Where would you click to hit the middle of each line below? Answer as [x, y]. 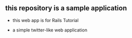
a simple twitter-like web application [50, 30]
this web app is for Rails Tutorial [45, 20]
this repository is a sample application [66, 8]
